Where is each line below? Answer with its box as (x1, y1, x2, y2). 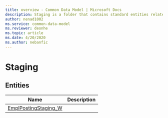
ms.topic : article (5, 30, 43, 35)
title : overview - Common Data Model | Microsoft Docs (5, 7, 122, 12)
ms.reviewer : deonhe (5, 26, 48, 31)
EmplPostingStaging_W (7, 104, 62, 111)
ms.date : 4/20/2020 (5, 35, 46, 40)
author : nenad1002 (5, 16, 43, 21)
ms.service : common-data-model (5, 21, 70, 26)
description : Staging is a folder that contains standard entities (5, 12, 149, 17)
